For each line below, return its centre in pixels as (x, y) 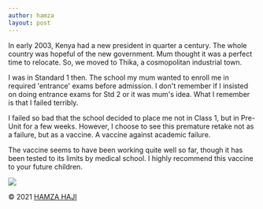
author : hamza (31, 15)
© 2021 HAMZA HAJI (43, 196)
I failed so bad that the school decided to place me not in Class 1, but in (124, 118)
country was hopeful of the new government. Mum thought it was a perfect (130, 54)
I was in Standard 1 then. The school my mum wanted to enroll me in (119, 77)
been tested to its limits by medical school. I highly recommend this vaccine (131, 158)
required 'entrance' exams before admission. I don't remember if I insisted (128, 86)
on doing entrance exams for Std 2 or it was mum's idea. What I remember (129, 94)
